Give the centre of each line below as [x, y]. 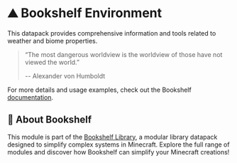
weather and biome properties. [53, 41]
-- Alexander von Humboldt [65, 75]
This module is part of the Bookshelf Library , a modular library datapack [112, 137]
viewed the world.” [52, 62]
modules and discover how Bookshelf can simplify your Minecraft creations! [118, 152]
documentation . [31, 97]
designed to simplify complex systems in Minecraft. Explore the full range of [118, 144]
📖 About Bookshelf [50, 120]
